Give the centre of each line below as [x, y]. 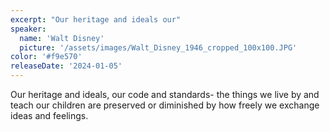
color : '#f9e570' [46, 57]
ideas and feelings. [49, 115]
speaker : [28, 29]
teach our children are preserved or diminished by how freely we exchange [165, 105]
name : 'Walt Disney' [62, 38]
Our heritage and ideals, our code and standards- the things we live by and [165, 94]
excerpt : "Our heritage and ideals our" [96, 19]
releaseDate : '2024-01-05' [66, 66]
